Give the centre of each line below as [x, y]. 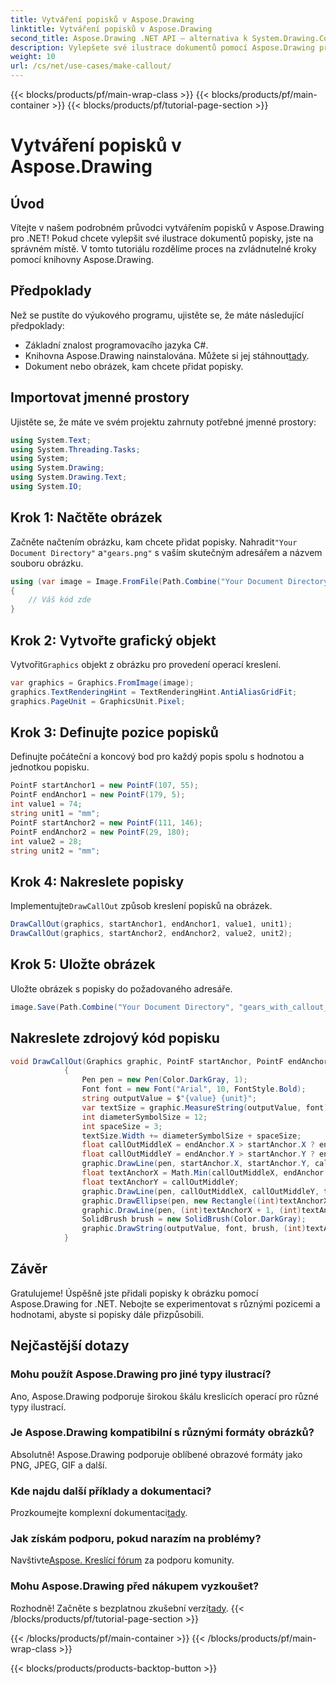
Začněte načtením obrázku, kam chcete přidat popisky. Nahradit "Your [154, 542]
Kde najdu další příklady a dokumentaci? [111, 1491]
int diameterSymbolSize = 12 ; [144, 1117]
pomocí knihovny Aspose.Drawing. [82, 259]
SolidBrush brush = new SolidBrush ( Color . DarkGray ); [194, 1219]
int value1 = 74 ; [46, 804]
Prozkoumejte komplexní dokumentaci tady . [99, 1513]
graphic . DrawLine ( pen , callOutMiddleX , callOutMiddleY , [200, 1191]
